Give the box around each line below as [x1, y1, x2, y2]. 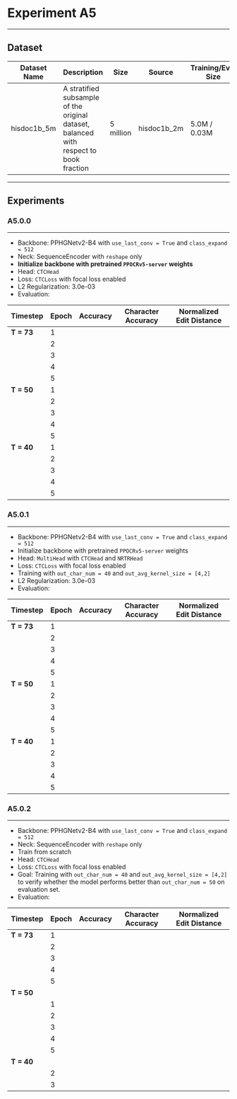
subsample [63, 92, 100, 102]
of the [63, 101, 83, 111]
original [63, 110, 88, 120]
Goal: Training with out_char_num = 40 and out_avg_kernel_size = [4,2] [17, 870, 228, 879]
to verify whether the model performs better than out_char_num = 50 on [17, 878, 225, 886]
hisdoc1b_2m [138, 123, 184, 133]
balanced [63, 127, 94, 137]
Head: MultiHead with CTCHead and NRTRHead [17, 553, 143, 562]
